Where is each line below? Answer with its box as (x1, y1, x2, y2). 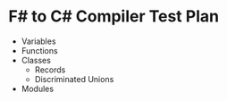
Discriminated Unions (34, 73, 114, 84)
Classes (21, 55, 51, 65)
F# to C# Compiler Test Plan (8, 6, 220, 27)
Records (34, 64, 66, 75)
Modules (21, 83, 55, 94)
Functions (21, 45, 59, 55)
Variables (21, 36, 56, 46)
